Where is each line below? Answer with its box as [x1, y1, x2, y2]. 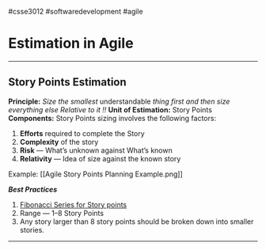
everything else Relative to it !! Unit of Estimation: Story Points [8, 104, 212, 114]
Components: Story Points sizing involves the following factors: [8, 113, 216, 123]
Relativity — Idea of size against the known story [19, 153, 181, 163]
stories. [19, 225, 45, 234]
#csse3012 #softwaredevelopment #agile [8, 7, 144, 16]
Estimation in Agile [8, 35, 134, 52]
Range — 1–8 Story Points [19, 208, 104, 218]
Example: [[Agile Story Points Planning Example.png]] [8, 169, 184, 179]
